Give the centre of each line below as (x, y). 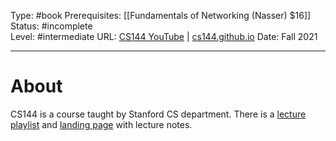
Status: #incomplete (51, 26)
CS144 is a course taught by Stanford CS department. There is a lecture (158, 114)
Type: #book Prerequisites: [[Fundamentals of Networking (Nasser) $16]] (161, 15)
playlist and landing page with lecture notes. (101, 124)
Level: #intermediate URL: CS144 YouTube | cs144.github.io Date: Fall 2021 (164, 36)
